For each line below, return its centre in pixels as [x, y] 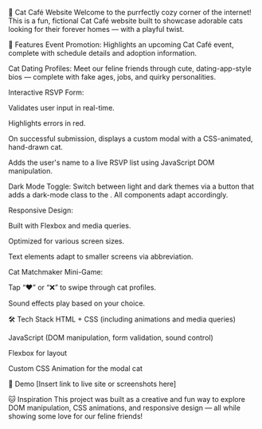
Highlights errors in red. [47, 123]
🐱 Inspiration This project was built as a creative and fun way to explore [127, 399]
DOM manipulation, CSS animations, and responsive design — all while [125, 408]
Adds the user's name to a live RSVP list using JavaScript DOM [111, 162]
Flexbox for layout [38, 353]
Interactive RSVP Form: [46, 92]
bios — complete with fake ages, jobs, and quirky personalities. [112, 77]
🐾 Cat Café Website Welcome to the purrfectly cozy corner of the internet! [130, 12]
